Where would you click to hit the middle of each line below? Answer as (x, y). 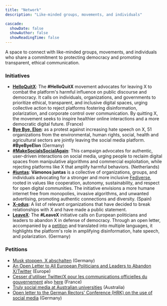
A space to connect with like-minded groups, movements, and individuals (81, 52)
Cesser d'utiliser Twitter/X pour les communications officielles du (80, 276)
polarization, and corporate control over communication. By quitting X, (85, 113)
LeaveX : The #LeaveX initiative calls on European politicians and (79, 215)
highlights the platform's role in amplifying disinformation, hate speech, (86, 231)
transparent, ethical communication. (43, 63)
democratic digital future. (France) (48, 124)
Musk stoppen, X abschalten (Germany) (54, 260)
